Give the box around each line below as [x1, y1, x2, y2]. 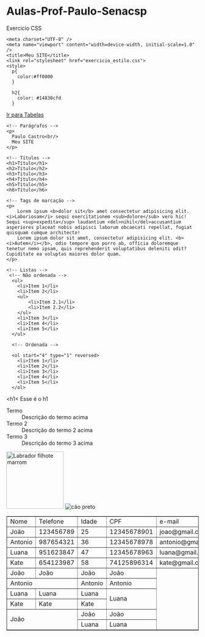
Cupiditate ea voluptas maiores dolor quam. [6, 251, 121, 257]
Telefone [38, 517, 64, 525]
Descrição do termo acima [21, 413, 88, 420]
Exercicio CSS [6, 24, 42, 32]
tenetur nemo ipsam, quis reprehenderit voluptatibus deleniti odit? [6, 245, 187, 251]
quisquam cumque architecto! [6, 229, 81, 236]
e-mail [159, 517, 179, 525]
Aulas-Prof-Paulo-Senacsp [6, 4, 148, 18]
